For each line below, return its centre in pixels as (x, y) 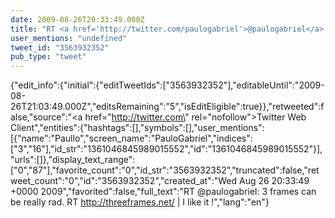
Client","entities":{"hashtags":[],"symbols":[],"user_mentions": (137, 128)
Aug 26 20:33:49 (274, 181)
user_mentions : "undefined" (69, 38)
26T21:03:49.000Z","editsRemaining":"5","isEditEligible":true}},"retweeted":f (167, 107)
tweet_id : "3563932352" (60, 47)
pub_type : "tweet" (48, 57)
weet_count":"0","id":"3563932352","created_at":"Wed (124, 181)
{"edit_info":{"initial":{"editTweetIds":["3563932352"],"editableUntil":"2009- (167, 85)
